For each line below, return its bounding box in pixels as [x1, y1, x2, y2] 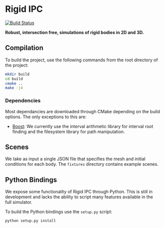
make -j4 [5, 86, 23, 91]
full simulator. [5, 199, 33, 205]
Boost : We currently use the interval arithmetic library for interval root [12, 123, 154, 129]
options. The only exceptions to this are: [5, 114, 87, 120]
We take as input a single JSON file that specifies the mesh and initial [5, 156, 146, 162]
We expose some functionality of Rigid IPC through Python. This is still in [5, 189, 153, 195]
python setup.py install [5, 219, 56, 224]
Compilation [5, 44, 43, 52]
